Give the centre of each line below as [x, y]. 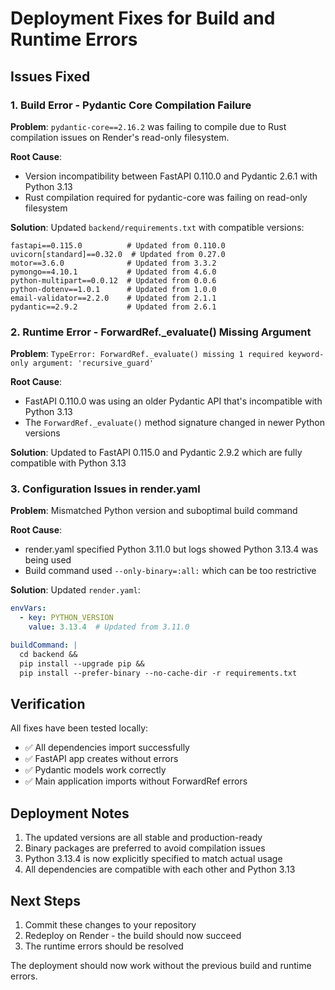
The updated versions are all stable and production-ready [143, 838]
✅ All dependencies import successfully [107, 748]
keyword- [306, 355]
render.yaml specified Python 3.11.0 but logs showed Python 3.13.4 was [171, 549]
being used [48, 560]
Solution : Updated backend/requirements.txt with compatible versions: [157, 227]
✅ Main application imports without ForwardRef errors [136, 781]
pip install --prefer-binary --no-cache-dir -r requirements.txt [158, 673]
